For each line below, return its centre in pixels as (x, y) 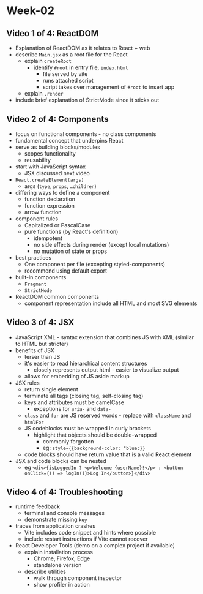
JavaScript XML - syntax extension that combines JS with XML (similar (105, 337)
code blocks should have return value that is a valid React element (108, 454)
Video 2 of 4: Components (57, 119)
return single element (51, 389)
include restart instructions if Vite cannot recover (86, 539)
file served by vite (65, 74)
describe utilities (45, 572)
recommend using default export (65, 271)
